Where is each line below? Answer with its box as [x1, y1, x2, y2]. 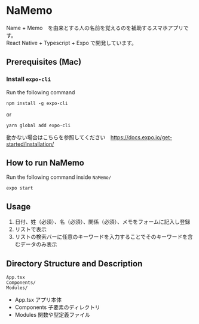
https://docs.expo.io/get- [110, 133, 172, 141]
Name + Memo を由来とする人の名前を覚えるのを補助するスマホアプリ [6, 24, 184, 31]
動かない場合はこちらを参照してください [6, 133, 106, 141]
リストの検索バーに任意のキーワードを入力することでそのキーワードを [14, 233, 188, 241]
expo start [6, 185, 33, 191]
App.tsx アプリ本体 [14, 296, 62, 304]
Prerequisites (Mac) [6, 57, 82, 67]
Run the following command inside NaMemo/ [6, 173, 112, 181]
